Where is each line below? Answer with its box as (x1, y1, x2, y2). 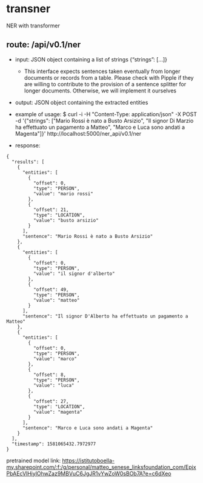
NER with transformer (6, 22, 61, 29)
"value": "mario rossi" (33, 190, 94, 196)
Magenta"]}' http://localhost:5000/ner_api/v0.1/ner (15, 130, 141, 137)
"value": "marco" (33, 355, 78, 362)
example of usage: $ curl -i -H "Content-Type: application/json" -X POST (15, 110, 197, 117)
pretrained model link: (6, 457, 61, 464)
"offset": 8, (33, 372, 67, 378)
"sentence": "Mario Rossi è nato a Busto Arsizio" (22, 233, 153, 239)
